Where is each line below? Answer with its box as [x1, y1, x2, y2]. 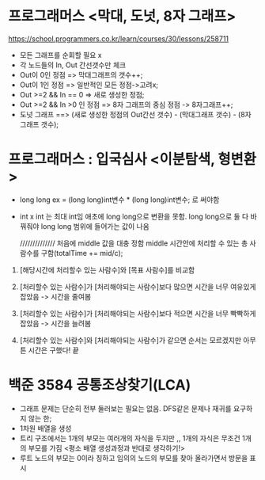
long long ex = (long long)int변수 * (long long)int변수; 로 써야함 [19, 195, 220, 204]
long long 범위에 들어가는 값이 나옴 [40, 221, 150, 230]
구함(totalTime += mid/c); [40, 248, 123, 257]
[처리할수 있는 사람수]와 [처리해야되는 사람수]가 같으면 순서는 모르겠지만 [19, 335, 242, 345]
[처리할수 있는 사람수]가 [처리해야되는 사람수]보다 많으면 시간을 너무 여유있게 [19, 282, 256, 291]
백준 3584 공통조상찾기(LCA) [8, 376, 191, 394]
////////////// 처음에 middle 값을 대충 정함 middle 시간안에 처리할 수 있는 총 [19, 238, 248, 248]
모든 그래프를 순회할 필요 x [19, 50, 102, 59]
